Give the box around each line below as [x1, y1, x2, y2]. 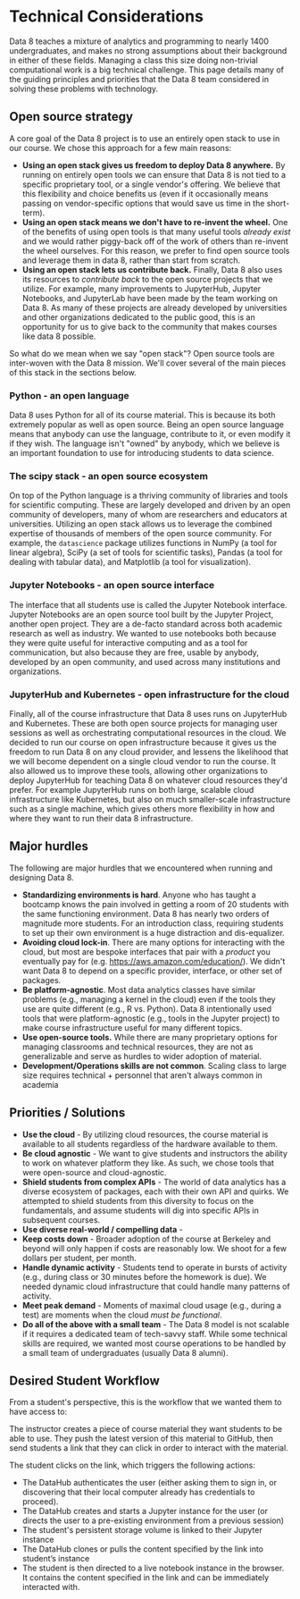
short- [266, 198, 290, 208]
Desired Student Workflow [9, 1373, 161, 1388]
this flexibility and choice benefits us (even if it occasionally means [21, 188, 269, 198]
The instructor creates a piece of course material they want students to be [9, 1424, 283, 1435]
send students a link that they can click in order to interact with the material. [9, 1443, 288, 1453]
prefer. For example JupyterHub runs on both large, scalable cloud [9, 784, 254, 795]
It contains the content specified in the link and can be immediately [21, 1572, 270, 1583]
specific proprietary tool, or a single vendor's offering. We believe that [21, 179, 281, 189]
